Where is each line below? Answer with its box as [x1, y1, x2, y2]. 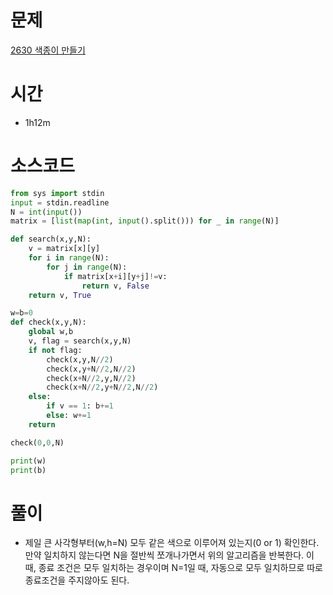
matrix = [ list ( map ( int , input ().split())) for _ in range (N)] [10, 216, 280, 226]
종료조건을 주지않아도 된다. [24, 574, 130, 586]
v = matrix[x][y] [28, 244, 101, 254]
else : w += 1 [46, 411, 92, 421]
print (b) [10, 465, 47, 475]
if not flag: [28, 345, 83, 355]
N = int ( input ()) [10, 207, 83, 217]
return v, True [28, 290, 92, 300]
